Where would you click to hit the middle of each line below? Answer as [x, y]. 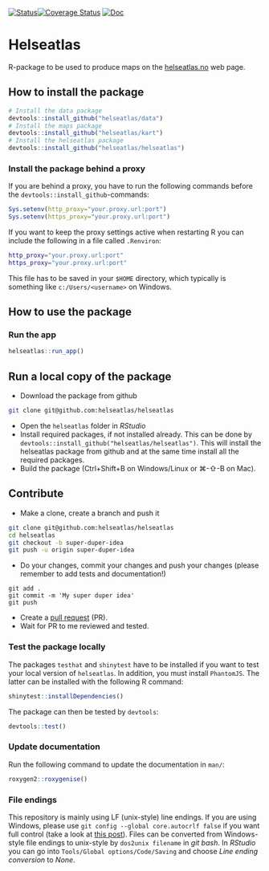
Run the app [32, 335]
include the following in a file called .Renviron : [85, 241]
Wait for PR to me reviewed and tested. [84, 626]
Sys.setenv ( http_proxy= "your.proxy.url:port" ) [88, 210]
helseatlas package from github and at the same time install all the [129, 452]
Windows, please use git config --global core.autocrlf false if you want [134, 825]
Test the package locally [57, 647]
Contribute [36, 494]
